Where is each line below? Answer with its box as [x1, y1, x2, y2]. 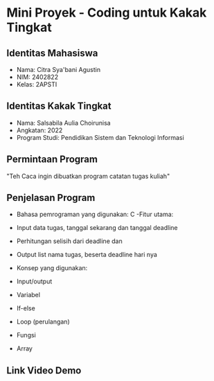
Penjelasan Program [6, 192, 96, 204]
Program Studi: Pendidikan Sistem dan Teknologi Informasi [16, 133, 184, 141]
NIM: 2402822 [16, 73, 59, 81]
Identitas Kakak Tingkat [6, 100, 112, 112]
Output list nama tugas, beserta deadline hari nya [16, 251, 157, 259]
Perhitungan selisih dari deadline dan [16, 237, 123, 245]
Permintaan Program [6, 154, 98, 166]
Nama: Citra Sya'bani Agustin [16, 66, 101, 73]
